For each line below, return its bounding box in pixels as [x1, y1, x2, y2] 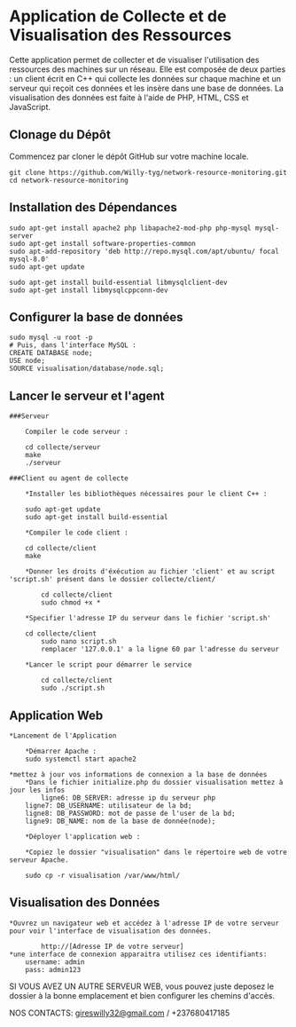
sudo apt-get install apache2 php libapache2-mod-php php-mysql [9, 224, 252, 233]
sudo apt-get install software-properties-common [9, 239, 197, 248]
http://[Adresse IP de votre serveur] [41, 942, 184, 951]
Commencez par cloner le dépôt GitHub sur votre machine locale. [9, 151, 249, 162]
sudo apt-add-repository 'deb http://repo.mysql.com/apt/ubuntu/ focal [9, 247, 279, 256]
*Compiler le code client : [25, 528, 129, 538]
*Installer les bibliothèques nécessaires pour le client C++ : [25, 490, 268, 499]
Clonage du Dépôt [9, 127, 111, 143]
